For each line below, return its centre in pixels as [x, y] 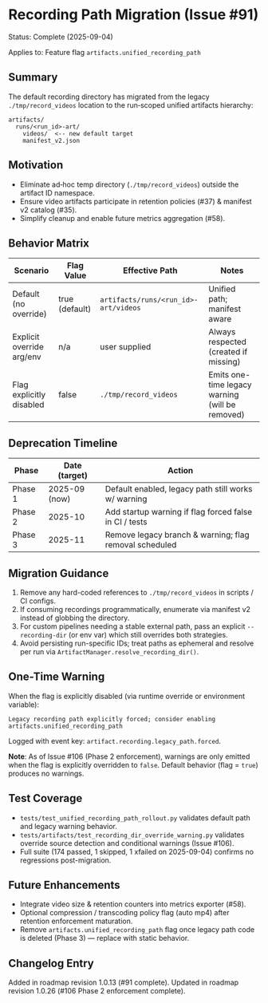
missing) [225, 362]
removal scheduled [141, 545]
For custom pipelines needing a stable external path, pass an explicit [132, 626]
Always [222, 332]
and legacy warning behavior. [68, 826]
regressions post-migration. [65, 860]
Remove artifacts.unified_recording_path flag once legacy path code [137, 930]
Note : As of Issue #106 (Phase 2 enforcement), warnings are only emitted [129, 756]
